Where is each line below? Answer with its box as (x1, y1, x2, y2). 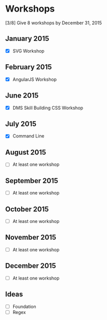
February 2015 (5, 63, 52, 71)
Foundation (12, 303, 36, 309)
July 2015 (5, 119, 37, 128)
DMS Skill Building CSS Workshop (12, 105, 83, 111)
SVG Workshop (12, 48, 44, 54)
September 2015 (5, 176, 59, 185)
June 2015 (5, 92, 39, 100)
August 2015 (5, 148, 46, 157)
